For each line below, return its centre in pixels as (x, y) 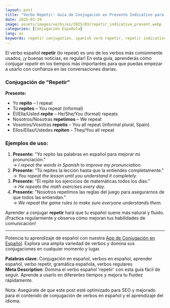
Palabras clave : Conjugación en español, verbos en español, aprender (79, 259)
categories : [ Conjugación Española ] (44, 29)
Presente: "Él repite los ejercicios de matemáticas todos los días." (81, 181)
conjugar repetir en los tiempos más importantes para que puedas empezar (84, 64)
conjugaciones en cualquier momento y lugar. (53, 249)
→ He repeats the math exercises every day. (59, 187)
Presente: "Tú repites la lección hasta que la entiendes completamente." (88, 170)
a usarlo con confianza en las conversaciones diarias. (61, 69)
